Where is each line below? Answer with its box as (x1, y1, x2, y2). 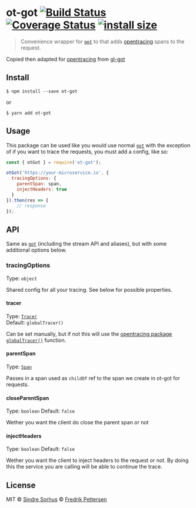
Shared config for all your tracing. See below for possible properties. (6, 286, 172, 293)
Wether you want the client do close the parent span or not (6, 419, 149, 426)
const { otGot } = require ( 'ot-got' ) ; (6, 159, 101, 165)
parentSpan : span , (16, 181, 62, 187)
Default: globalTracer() (6, 319, 64, 326)
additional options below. (6, 246, 67, 253)
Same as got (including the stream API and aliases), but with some (6, 240, 167, 248)
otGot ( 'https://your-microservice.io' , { (6, 170, 109, 176)
